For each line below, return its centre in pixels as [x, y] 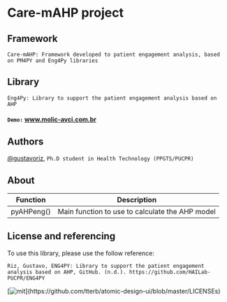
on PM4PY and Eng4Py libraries [53, 61]
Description [137, 200]
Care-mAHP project [66, 13]
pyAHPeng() [31, 212]
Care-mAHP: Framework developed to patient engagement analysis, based [113, 54]
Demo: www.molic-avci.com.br [52, 119]
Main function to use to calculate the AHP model [137, 212]
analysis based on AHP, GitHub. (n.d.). [67, 272]
